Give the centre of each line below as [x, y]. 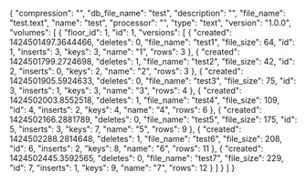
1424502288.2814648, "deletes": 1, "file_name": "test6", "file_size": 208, [146, 139]
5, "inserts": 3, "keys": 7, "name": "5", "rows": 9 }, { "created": [126, 129]
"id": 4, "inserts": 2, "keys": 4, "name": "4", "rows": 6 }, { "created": [136, 110]
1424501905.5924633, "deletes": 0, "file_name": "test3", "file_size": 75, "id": [153, 81]
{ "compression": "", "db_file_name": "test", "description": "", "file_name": [148, 13]
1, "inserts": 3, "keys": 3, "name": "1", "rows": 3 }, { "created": [125, 52]
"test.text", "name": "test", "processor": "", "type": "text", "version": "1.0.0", [151, 23]
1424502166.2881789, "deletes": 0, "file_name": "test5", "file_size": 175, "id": [153, 119]
